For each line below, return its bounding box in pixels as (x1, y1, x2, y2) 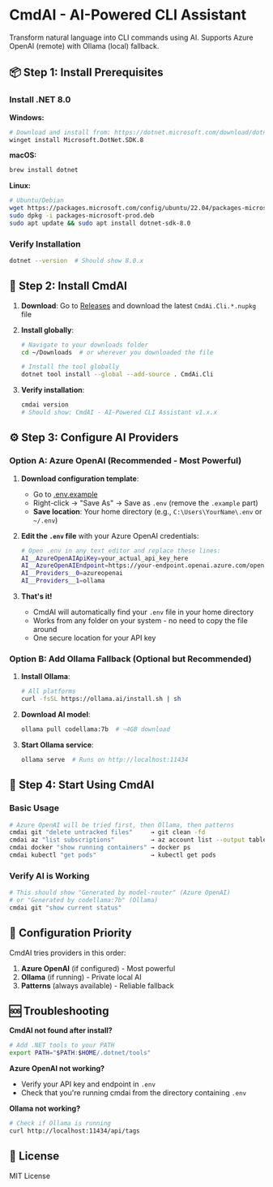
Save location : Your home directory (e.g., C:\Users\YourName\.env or (32, 506, 262, 516)
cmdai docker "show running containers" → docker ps (9, 844, 191, 852)
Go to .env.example (32, 489, 98, 499)
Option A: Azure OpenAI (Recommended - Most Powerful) (9, 455, 242, 467)
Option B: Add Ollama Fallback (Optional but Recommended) (9, 653, 252, 664)
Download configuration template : (20, 473, 139, 484)
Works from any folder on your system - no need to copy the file (32, 616, 248, 626)
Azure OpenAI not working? (9, 1064, 105, 1073)
